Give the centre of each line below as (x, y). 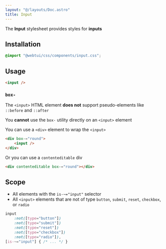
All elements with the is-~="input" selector (57, 194)
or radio (21, 205)
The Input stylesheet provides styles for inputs (54, 28)
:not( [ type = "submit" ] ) (38, 223)
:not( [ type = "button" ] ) (38, 219)
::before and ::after (27, 111)
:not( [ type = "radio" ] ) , (38, 237)
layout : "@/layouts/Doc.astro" (38, 10)
